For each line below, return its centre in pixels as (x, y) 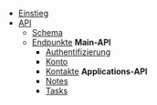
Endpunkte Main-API (71, 42)
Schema (47, 32)
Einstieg (33, 13)
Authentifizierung (78, 52)
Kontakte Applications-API (96, 71)
